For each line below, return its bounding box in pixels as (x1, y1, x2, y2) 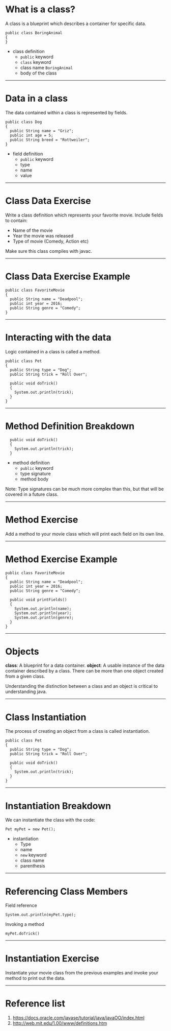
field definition (12, 151, 43, 157)
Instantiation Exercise (5, 953, 99, 965)
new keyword (20, 852, 47, 858)
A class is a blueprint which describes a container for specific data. (5, 20, 147, 27)
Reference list (5, 998, 65, 1010)
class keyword (20, 59, 51, 65)
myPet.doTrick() (5, 931, 40, 937)
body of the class (20, 70, 57, 76)
